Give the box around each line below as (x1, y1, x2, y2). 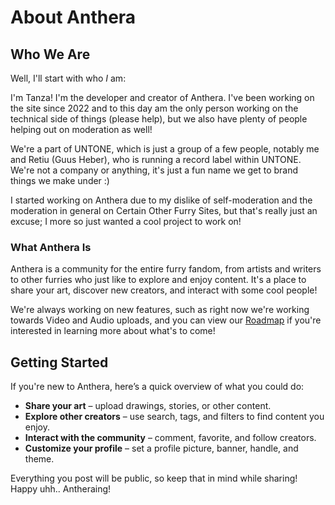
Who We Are (10, 46, 91, 63)
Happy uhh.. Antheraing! (10, 483, 112, 495)
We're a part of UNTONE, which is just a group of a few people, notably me (10, 143, 320, 155)
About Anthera (10, 6, 137, 29)
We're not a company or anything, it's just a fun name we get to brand (10, 164, 299, 176)
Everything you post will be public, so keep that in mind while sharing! (10, 472, 298, 485)
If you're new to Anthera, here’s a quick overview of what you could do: (10, 381, 305, 393)
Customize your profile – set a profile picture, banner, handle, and (24, 442, 299, 455)
